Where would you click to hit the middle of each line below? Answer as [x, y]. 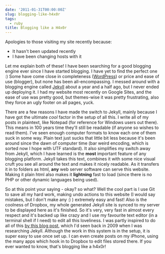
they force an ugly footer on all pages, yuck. [50, 102]
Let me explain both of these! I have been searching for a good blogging [78, 66]
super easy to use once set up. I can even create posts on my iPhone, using [82, 236]
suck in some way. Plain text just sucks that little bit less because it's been [80, 138]
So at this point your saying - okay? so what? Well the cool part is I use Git [80, 189]
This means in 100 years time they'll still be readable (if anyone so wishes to [82, 127]
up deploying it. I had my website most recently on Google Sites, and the [79, 92]
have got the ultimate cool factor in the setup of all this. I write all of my [77, 117]
